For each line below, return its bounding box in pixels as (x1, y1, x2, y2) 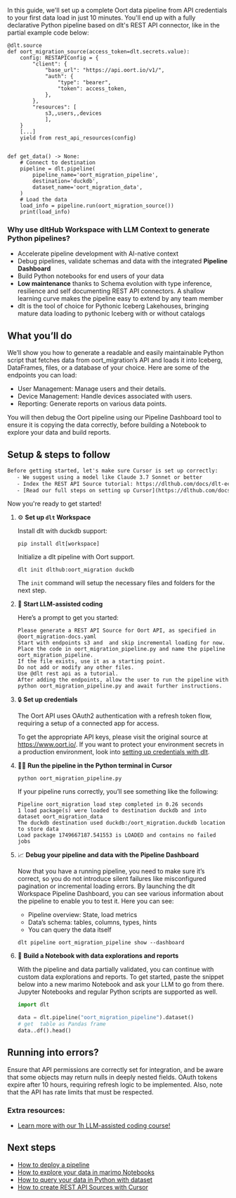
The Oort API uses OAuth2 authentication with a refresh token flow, (17, 711, 212, 720)
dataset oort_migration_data (17, 813, 103, 820)
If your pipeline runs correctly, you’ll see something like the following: (17, 787, 219, 796)
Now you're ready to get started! (7, 499, 102, 508)
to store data (17, 825, 59, 833)
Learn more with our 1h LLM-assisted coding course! (17, 1121, 171, 1130)
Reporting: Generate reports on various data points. (17, 399, 167, 408)
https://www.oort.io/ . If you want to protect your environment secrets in (17, 740, 225, 749)
